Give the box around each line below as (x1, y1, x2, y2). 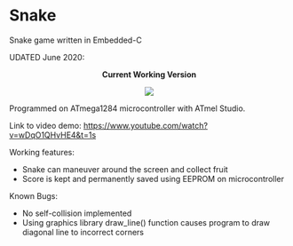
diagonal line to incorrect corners (21, 226, 145, 237)
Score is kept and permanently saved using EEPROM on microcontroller (21, 173, 285, 184)
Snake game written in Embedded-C (9, 35, 142, 45)
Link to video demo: (9, 120, 82, 131)
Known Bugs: (9, 190, 58, 201)
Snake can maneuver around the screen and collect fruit (21, 163, 228, 174)
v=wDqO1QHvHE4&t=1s (9, 130, 97, 140)
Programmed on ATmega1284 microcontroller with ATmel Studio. (9, 103, 246, 114)
